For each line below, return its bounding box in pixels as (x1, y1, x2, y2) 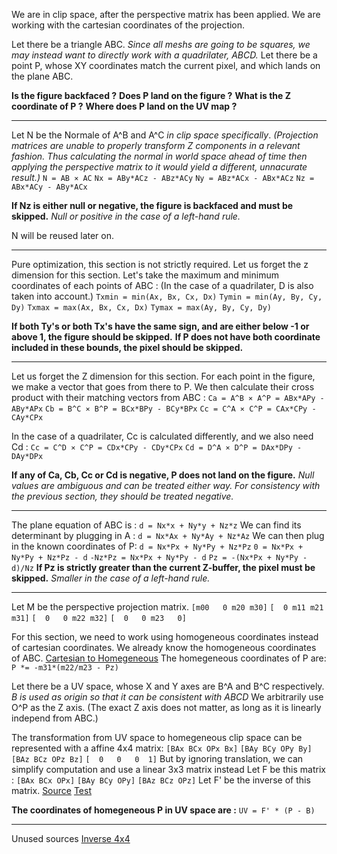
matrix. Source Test (11, 785, 92, 796)
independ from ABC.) (11, 712, 99, 724)
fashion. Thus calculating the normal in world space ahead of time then (11, 150, 308, 162)
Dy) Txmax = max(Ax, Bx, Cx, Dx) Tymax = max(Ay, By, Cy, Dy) (11, 303, 272, 313)
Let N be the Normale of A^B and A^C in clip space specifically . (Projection (11, 129, 319, 141)
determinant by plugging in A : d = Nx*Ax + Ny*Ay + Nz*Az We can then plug (11, 530, 325, 541)
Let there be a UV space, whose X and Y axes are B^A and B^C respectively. (11, 680, 325, 692)
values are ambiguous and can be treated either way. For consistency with (11, 480, 321, 491)
